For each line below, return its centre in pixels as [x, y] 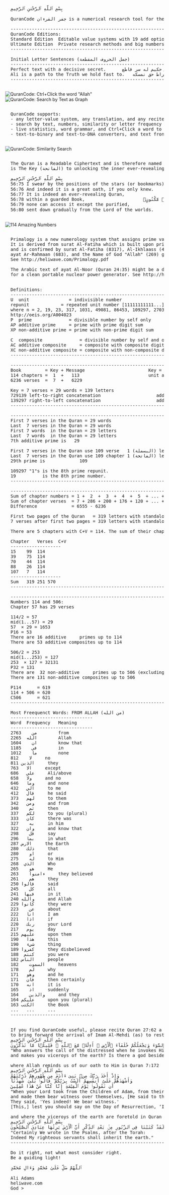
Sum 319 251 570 [33, 582]
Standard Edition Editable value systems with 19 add [79, 39]
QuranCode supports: [36, 114]
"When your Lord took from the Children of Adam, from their [87, 1092]
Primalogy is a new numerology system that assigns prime [83, 239]
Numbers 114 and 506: [37, 602]
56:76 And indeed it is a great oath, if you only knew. [82, 189]
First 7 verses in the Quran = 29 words [61, 421]
